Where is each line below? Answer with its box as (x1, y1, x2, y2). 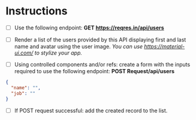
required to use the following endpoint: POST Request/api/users (14, 68, 175, 75)
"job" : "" (11, 90, 35, 97)
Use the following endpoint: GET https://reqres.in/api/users (14, 24, 164, 31)
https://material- (144, 43, 185, 50)
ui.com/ (14, 49, 34, 56)
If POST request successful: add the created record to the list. (14, 107, 168, 114)
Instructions (5, 4, 68, 18)
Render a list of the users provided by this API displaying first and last (14, 36, 186, 43)
